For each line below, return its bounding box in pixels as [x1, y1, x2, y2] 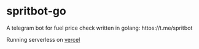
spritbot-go [6, 4, 66, 18]
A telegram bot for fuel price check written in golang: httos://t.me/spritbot [6, 24, 193, 31]
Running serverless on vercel [6, 36, 80, 43]
